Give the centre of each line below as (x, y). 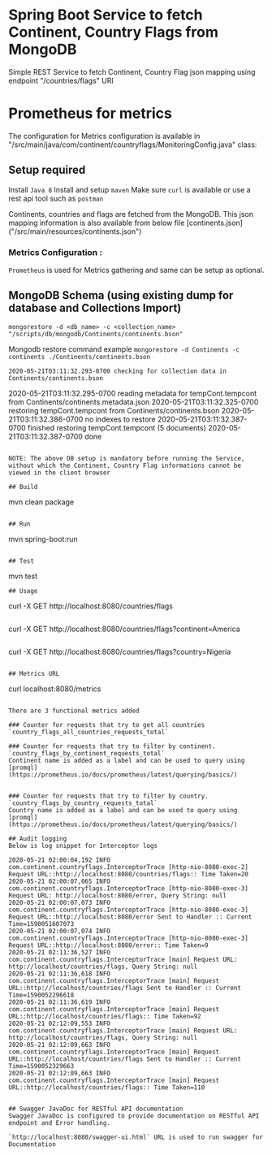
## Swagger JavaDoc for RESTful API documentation (96, 1109)
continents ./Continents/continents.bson (80, 357)
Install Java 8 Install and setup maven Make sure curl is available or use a (130, 189)
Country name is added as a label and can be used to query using (123, 810)
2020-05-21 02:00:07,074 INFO (60, 931)
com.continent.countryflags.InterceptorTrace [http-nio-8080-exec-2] (129, 867)
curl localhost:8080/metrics (55, 689)
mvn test (23, 576)
